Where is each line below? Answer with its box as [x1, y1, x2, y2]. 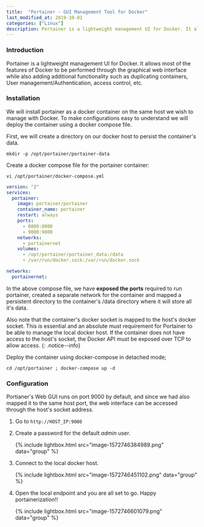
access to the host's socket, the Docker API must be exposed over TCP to [6, 335, 191, 342]
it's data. [6, 304, 29, 311]
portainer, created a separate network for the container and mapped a [6, 291, 182, 298]
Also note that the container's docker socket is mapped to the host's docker [6, 316, 196, 323]
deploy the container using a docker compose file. [6, 121, 132, 128]
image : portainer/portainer [17, 201, 88, 207]
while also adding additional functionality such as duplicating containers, [6, 72, 188, 80]
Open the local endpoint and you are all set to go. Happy [15, 489, 157, 497]
